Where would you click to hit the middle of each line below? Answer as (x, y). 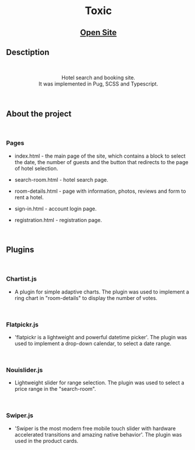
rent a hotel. (29, 197)
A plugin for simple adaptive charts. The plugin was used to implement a (102, 292)
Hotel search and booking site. (98, 78)
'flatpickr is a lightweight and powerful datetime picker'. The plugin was (101, 337)
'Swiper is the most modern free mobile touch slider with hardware (95, 428)
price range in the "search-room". (55, 389)
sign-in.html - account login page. (56, 209)
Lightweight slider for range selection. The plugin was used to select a (99, 383)
